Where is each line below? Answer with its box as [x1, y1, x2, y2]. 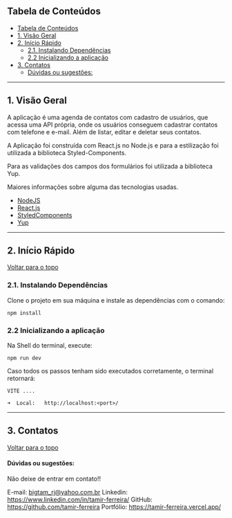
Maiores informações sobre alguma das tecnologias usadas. [7, 183, 179, 191]
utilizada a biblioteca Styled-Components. [7, 148, 126, 157]
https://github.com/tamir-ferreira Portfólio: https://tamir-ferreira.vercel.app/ [7, 503, 222, 511]
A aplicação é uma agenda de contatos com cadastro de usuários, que [7, 113, 209, 121]
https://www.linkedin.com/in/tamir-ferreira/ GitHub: [7, 495, 153, 504]
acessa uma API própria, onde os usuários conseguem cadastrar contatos [7, 120, 218, 129]
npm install [7, 310, 41, 316]
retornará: [7, 374, 36, 383]
